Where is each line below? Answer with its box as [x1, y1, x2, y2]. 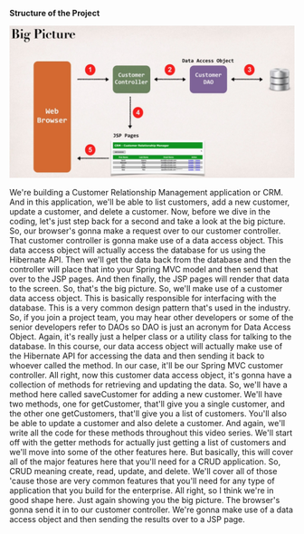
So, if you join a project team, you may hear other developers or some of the [9, 311, 294, 322]
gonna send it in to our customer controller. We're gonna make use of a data [9, 504, 294, 515]
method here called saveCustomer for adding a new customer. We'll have [9, 388, 283, 399]
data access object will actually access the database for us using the [9, 244, 267, 255]
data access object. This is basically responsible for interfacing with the [9, 292, 277, 303]
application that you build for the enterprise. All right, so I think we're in [9, 484, 274, 496]
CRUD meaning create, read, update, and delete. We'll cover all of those [9, 465, 278, 476]
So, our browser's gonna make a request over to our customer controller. [9, 225, 281, 236]
